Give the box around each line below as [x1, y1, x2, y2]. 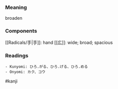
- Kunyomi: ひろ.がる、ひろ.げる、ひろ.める [5, 64, 88, 69]
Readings [5, 52, 29, 59]
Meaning [5, 4, 27, 11]
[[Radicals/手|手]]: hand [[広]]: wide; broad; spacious [5, 39, 113, 45]
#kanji [5, 78, 18, 84]
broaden [5, 15, 23, 21]
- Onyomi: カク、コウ [5, 69, 46, 74]
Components [5, 28, 37, 35]
